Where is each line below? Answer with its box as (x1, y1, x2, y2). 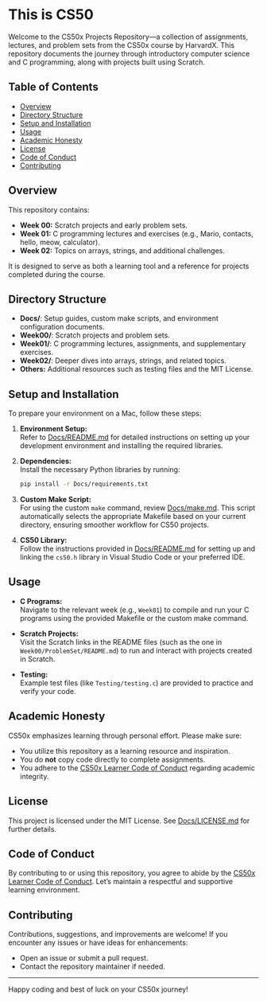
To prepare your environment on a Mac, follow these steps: (8, 408, 202, 419)
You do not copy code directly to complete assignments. (19, 754, 206, 764)
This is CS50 (8, 6, 94, 24)
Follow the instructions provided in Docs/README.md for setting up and (19, 544, 256, 554)
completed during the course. (8, 269, 106, 279)
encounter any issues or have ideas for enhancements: (8, 938, 188, 948)
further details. (8, 824, 57, 833)
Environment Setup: (19, 424, 87, 434)
